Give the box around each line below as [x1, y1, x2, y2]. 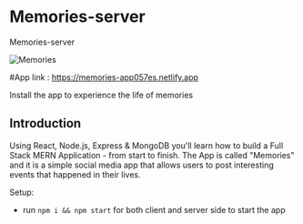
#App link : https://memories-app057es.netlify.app [9, 71, 198, 83]
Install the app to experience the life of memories [9, 89, 194, 100]
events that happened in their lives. [9, 168, 141, 179]
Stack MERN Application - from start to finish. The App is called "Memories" [9, 149, 295, 160]
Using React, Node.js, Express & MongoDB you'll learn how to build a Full [9, 139, 284, 151]
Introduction [9, 116, 82, 131]
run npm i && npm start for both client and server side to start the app [22, 204, 286, 215]
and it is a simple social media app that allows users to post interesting [9, 159, 275, 170]
